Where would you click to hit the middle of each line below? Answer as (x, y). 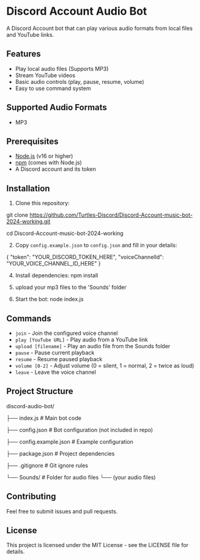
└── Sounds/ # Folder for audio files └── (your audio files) (81, 477)
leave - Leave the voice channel (56, 372)
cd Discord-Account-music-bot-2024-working (65, 233)
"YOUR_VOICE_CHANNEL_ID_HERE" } (54, 264)
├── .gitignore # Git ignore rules (47, 465)
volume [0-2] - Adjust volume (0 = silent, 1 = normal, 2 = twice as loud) (105, 366)
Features (24, 54)
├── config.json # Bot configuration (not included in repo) (80, 430)
